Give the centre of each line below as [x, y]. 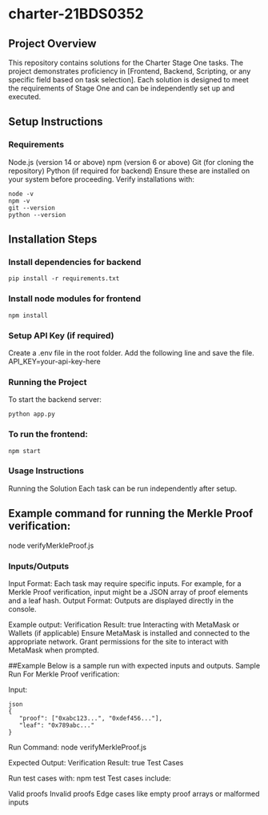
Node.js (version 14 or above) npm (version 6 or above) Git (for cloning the [131, 162]
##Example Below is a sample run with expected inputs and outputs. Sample [134, 665]
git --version [32, 208]
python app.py [32, 414]
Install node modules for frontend [75, 299]
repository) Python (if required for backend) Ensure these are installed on [129, 171]
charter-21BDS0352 [76, 14]
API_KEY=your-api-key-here [55, 361]
